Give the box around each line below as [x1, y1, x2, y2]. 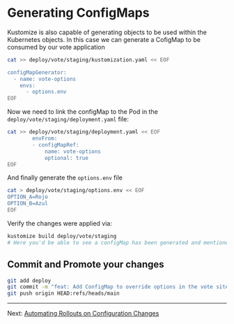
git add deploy [7, 277, 52, 284]
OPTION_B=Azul [7, 200, 49, 207]
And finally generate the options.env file [7, 173, 123, 182]
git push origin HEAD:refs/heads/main [7, 290, 120, 297]
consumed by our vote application [7, 43, 106, 51]
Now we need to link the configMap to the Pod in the [7, 108, 158, 116]
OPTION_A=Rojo [7, 193, 49, 200]
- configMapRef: [32, 141, 79, 148]
